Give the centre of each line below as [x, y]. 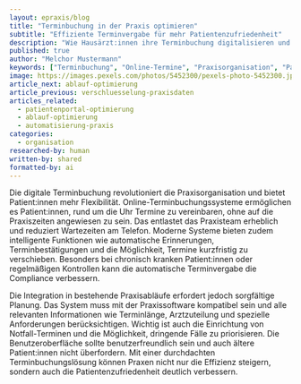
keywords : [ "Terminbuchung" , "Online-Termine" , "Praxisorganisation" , [144, 68]
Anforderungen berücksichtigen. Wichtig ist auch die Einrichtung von [137, 324]
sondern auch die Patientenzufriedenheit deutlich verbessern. [124, 371]
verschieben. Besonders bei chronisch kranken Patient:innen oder [131, 260]
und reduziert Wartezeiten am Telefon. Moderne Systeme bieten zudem [142, 231]
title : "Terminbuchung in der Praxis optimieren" [104, 26]
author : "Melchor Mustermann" [66, 59]
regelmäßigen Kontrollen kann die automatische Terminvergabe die [133, 269]
